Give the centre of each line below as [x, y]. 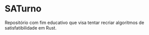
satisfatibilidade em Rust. [31, 27]
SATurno [23, 9]
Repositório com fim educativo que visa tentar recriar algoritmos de [74, 22]
